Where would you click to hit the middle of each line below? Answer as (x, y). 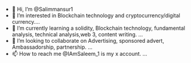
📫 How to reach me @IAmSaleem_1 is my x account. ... (79, 54)
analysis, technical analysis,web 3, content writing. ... (77, 34)
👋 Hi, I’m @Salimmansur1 (42, 9)
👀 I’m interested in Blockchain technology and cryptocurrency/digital (96, 15)
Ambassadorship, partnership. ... (52, 47)
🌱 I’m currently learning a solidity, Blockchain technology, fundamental (98, 28)
